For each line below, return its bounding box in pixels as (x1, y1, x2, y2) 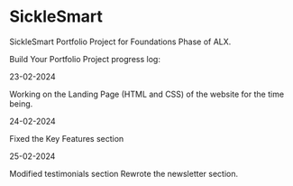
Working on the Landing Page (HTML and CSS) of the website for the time (9, 88, 285, 99)
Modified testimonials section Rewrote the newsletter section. (9, 168, 239, 179)
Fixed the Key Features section (9, 133, 124, 144)
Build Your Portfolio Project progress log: (9, 53, 160, 64)
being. (9, 98, 33, 109)
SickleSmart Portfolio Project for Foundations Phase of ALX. (9, 36, 232, 47)
